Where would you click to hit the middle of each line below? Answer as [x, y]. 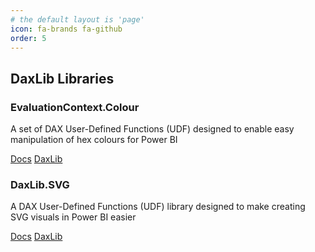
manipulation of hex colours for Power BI [94, 140]
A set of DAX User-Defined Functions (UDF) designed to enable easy [152, 129]
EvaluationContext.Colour [75, 107]
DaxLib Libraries [62, 78]
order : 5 [28, 38]
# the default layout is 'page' [77, 19]
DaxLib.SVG [40, 184]
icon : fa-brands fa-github [66, 29]
